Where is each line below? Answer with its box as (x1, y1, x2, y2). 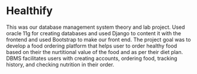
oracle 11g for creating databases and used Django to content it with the (6, 29, 182, 36)
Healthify (6, 4, 53, 18)
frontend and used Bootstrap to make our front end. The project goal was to (6, 36, 191, 43)
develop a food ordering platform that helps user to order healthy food (6, 42, 177, 49)
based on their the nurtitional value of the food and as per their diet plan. (6, 48, 183, 55)
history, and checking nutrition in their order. (6, 60, 114, 68)
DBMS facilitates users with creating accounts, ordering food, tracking (6, 55, 177, 62)
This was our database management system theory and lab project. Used (6, 23, 185, 31)
